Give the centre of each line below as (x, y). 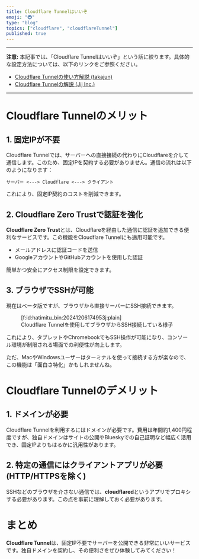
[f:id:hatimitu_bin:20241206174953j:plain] (71, 317)
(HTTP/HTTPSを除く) (46, 476)
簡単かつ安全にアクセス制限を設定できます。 (60, 270)
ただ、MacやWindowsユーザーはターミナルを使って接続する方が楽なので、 (98, 357)
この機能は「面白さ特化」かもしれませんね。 (61, 365)
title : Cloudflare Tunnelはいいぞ (47, 12)
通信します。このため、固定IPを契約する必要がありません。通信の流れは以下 (99, 162)
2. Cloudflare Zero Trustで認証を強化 (75, 214)
